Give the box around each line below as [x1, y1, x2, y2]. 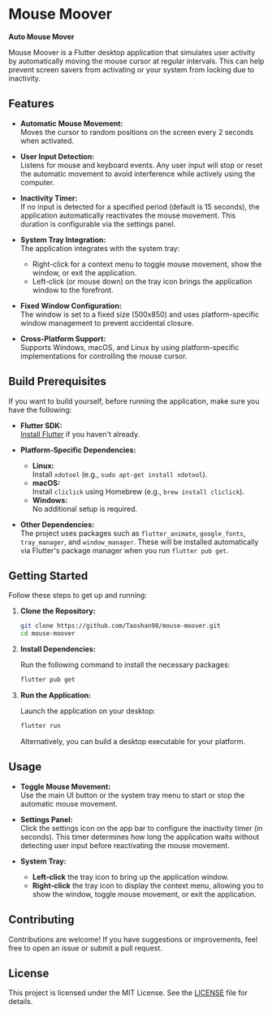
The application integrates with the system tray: [19, 243, 180, 253]
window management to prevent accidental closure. [19, 318, 194, 327]
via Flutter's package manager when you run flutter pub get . [19, 545, 229, 555]
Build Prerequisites [8, 374, 107, 388]
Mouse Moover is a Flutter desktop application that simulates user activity [8, 47, 256, 57]
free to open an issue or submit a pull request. [8, 943, 162, 953]
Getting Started [8, 569, 89, 582]
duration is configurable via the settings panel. [19, 219, 176, 228]
